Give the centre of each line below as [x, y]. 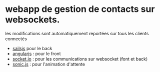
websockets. [32, 20]
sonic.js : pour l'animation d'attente [48, 64]
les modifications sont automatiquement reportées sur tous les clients [77, 33]
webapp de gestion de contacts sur [80, 9]
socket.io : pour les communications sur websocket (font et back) [80, 59]
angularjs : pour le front [36, 54]
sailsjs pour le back [32, 48]
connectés [16, 39]
